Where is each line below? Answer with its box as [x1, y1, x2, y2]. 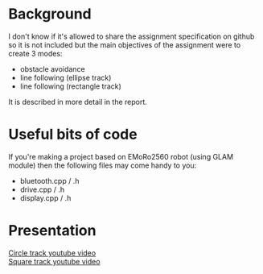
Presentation [8, 222, 97, 240]
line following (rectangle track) [19, 81, 122, 91]
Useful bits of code [8, 126, 138, 143]
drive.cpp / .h [19, 185, 65, 194]
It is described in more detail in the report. [8, 97, 147, 106]
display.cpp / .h [19, 193, 72, 202]
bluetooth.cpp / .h [19, 176, 80, 185]
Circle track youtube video [8, 247, 97, 258]
